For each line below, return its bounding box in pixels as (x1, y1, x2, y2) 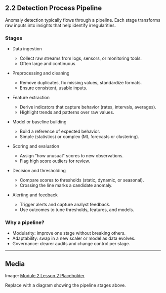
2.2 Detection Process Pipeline (5, 4, 102, 12)
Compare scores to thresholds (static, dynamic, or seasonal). (19, 177, 144, 183)
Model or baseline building (12, 119, 67, 125)
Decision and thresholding (12, 168, 66, 174)
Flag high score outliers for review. (19, 158, 90, 164)
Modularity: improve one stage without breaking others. (12, 230, 126, 236)
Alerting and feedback (12, 192, 58, 198)
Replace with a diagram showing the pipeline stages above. (5, 282, 126, 288)
